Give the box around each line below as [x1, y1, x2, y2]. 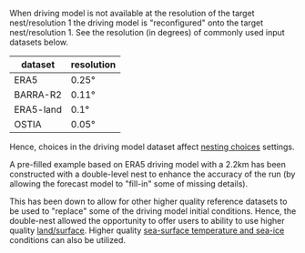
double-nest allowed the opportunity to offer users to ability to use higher [9, 216, 285, 226]
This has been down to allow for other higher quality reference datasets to [9, 196, 288, 207]
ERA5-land [14, 104, 62, 116]
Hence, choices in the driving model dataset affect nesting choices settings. [9, 141, 295, 152]
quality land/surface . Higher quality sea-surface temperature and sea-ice [9, 225, 285, 236]
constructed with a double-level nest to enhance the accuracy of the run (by [9, 168, 296, 179]
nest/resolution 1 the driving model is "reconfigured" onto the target [9, 17, 264, 28]
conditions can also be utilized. [9, 235, 126, 245]
